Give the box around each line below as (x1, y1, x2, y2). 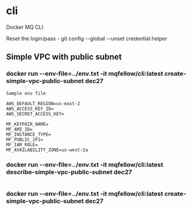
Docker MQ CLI (6, 24, 44, 31)
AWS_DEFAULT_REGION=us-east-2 (6, 101, 81, 106)
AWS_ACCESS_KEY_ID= (6, 106, 54, 112)
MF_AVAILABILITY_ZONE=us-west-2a (6, 147, 88, 153)
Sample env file (6, 90, 46, 96)
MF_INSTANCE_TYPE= (6, 131, 51, 138)
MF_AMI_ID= (6, 126, 33, 132)
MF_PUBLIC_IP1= (6, 136, 44, 142)
